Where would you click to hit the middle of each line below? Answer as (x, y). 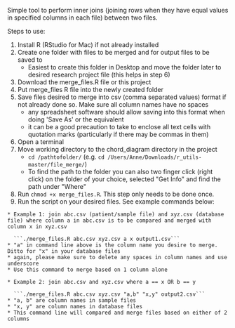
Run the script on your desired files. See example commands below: (116, 202)
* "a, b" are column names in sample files (72, 301)
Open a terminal (41, 142)
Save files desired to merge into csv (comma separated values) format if (122, 97)
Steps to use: (26, 31)
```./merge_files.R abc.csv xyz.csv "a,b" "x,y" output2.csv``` (109, 294)
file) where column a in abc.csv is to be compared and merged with (109, 221)
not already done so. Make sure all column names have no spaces (113, 104)
